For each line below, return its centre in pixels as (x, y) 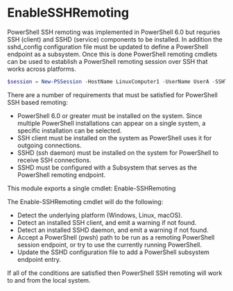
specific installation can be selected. (69, 131)
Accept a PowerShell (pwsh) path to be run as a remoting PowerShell (116, 237)
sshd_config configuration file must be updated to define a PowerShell (108, 47)
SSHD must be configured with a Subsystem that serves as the (107, 167)
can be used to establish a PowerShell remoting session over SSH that (107, 61)
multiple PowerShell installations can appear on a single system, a (111, 123)
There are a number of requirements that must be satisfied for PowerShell (113, 94)
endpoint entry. (39, 259)
